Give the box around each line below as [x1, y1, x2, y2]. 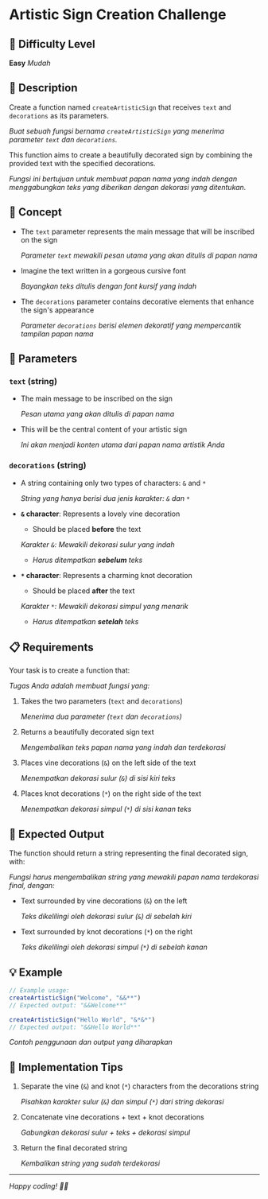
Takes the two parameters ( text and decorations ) [20, 697, 184, 706]
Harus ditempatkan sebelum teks [32, 555, 143, 565]
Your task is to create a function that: [9, 665, 130, 675]
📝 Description [9, 81, 78, 95]
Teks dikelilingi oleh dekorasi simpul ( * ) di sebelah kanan [20, 942, 208, 952]
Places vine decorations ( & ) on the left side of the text [20, 758, 196, 768]
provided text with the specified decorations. [9, 158, 156, 168]
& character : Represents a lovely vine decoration [20, 509, 181, 518]
